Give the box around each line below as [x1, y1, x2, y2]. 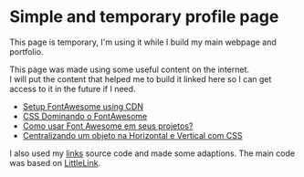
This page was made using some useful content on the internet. [9, 64, 249, 75]
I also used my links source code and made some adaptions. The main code [9, 148, 295, 159]
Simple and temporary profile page [9, 6, 279, 27]
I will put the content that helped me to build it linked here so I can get [9, 73, 272, 84]
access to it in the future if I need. [9, 83, 136, 94]
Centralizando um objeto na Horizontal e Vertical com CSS [22, 130, 243, 141]
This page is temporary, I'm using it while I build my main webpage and [9, 36, 277, 47]
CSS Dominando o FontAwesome [22, 110, 148, 121]
